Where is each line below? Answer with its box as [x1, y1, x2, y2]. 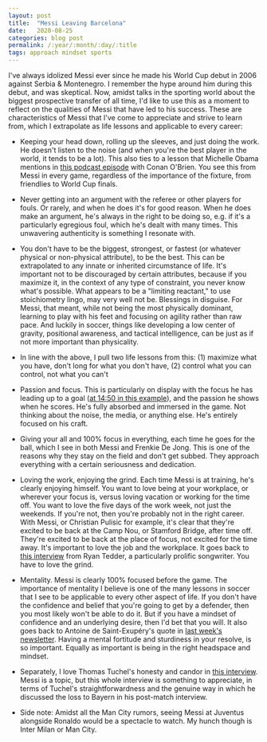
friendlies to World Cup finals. [19, 179, 118, 188]
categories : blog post [8, 33, 84, 42]
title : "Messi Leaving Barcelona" [8, 19, 127, 27]
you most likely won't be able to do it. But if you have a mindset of [19, 609, 237, 618]
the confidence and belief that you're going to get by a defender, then [19, 601, 249, 610]
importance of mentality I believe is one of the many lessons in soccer [19, 583, 250, 593]
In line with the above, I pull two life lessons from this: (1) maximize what [19, 352, 257, 362]
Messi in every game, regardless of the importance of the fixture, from [19, 171, 251, 180]
